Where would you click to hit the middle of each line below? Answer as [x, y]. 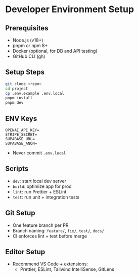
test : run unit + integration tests [46, 197]
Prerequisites [27, 28]
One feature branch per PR [40, 225]
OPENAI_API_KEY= [22, 130]
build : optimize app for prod [42, 186]
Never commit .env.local [39, 153]
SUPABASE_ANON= [21, 143]
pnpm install [19, 98]
